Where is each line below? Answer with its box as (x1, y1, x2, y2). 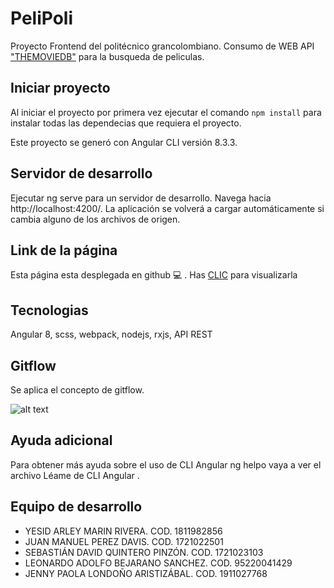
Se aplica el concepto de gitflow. (10, 384, 145, 396)
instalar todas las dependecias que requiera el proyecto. (10, 117, 242, 129)
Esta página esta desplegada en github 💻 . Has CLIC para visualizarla (10, 269, 298, 281)
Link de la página (10, 242, 118, 259)
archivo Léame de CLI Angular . (10, 469, 140, 481)
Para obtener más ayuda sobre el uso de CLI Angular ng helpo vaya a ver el (10, 458, 322, 471)
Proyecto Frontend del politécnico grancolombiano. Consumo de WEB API (10, 40, 315, 52)
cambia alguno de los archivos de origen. (10, 213, 181, 225)
